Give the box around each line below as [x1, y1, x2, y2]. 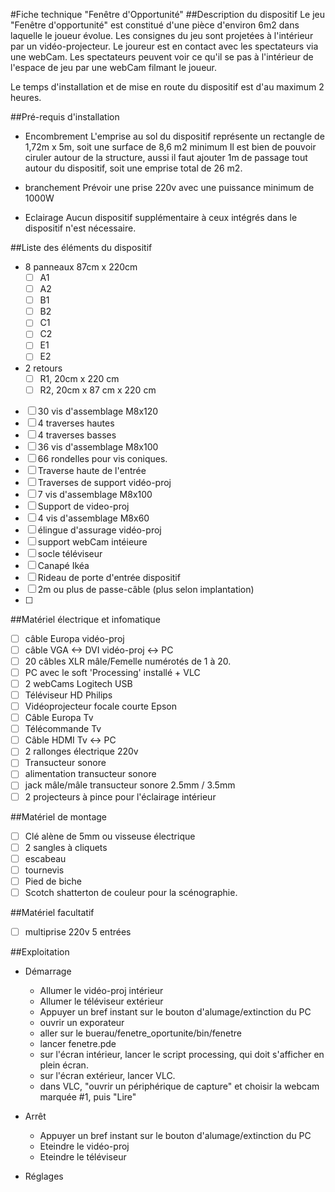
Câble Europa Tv [24, 712, 94, 724]
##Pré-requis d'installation [10, 111, 120, 123]
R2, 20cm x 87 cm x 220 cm [39, 384, 157, 396]
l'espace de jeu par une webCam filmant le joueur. [10, 62, 217, 73]
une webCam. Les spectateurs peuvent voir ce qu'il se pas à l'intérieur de [10, 51, 314, 63]
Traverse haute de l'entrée [37, 464, 147, 476]
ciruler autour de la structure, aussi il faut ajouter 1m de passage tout [24, 152, 308, 163]
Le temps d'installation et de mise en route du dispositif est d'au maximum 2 [10, 81, 325, 93]
